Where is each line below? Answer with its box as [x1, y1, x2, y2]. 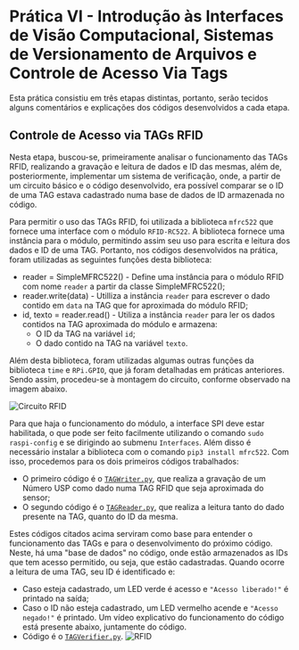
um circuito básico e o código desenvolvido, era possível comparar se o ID [9, 180, 284, 191]
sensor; [21, 492, 51, 503]
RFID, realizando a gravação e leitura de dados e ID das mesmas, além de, [9, 160, 283, 171]
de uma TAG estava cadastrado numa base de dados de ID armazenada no [9, 189, 286, 200]
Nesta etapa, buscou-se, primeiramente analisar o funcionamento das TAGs [9, 152, 288, 162]
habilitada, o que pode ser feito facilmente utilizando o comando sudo [9, 427, 264, 438]
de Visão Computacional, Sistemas [9, 25, 274, 45]
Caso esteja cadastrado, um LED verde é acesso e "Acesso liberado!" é [21, 583, 289, 594]
